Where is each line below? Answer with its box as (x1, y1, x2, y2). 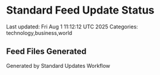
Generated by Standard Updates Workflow (6, 62, 111, 69)
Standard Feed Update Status (6, 4, 155, 17)
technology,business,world (6, 29, 73, 36)
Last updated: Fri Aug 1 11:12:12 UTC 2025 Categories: (6, 23, 139, 30)
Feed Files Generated (6, 47, 87, 57)
